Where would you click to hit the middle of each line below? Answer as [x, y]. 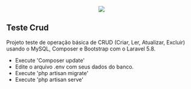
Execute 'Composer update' [50, 60]
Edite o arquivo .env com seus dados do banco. [74, 67]
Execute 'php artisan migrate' [52, 73]
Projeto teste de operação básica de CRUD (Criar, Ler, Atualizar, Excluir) [96, 42]
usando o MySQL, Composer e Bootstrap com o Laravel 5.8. [81, 49]
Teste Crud [28, 28]
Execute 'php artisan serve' [49, 79]
